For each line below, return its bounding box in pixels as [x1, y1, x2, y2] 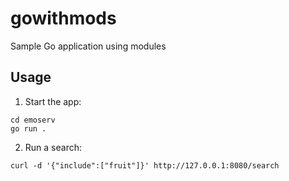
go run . [10, 123, 47, 134]
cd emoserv [10, 115, 56, 125]
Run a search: [24, 141, 82, 153]
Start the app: [24, 95, 82, 107]
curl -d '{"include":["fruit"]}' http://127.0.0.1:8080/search [10, 160, 280, 171]
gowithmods [10, 7, 117, 30]
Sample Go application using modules [10, 40, 167, 52]
